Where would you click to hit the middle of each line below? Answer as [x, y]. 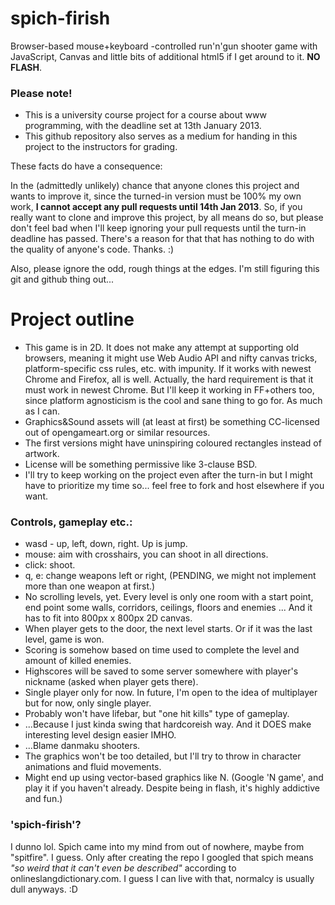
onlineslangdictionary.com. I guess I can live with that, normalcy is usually [162, 878]
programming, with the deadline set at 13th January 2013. [143, 126]
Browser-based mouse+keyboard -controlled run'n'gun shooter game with [164, 46]
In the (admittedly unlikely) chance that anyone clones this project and [155, 186]
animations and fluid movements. [93, 767]
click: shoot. [50, 565]
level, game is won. [64, 639]
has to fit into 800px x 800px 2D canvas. [108, 618]
